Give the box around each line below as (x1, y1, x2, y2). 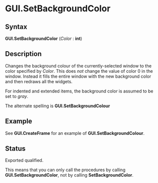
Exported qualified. (5, 157, 44, 163)
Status (5, 145, 26, 153)
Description (5, 50, 42, 58)
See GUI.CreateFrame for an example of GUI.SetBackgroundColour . (5, 130, 145, 136)
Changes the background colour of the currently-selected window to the (5, 62, 152, 69)
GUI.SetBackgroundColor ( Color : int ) (5, 35, 82, 41)
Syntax (5, 23, 27, 31)
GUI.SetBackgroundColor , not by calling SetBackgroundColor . (5, 172, 134, 178)
